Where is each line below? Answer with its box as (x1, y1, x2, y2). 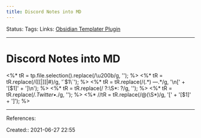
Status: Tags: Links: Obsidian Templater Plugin (6, 25, 121, 32)
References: (6, 115, 36, 122)
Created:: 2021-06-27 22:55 (6, 126, 76, 133)
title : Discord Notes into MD (6, 8, 82, 15)
